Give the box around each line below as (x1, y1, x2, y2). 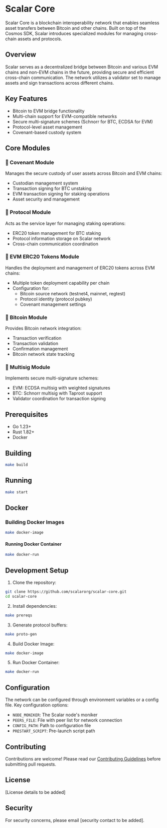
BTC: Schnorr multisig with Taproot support (12, 390, 102, 396)
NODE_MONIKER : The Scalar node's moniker (12, 712, 98, 718)
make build (5, 462, 28, 468)
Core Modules (5, 144, 50, 152)
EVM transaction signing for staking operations (12, 191, 110, 197)
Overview (5, 50, 37, 59)
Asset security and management (12, 196, 80, 202)
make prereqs (5, 613, 33, 618)
